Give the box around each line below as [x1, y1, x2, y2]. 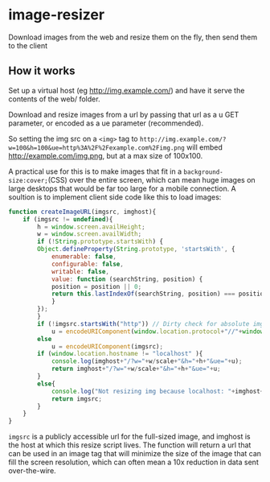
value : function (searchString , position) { [51, 275, 203, 283]
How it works [8, 64, 76, 78]
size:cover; [8, 176, 48, 184]
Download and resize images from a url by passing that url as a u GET [8, 109, 239, 119]
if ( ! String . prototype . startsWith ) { [37, 237, 163, 246]
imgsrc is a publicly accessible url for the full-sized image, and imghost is [8, 432, 251, 442]
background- [183, 167, 223, 176]
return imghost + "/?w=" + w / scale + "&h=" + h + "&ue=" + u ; [51, 365, 221, 373]
